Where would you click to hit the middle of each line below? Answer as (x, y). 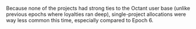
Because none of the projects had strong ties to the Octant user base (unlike (98, 8)
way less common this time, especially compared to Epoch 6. (80, 20)
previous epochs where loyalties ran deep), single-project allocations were (96, 14)
